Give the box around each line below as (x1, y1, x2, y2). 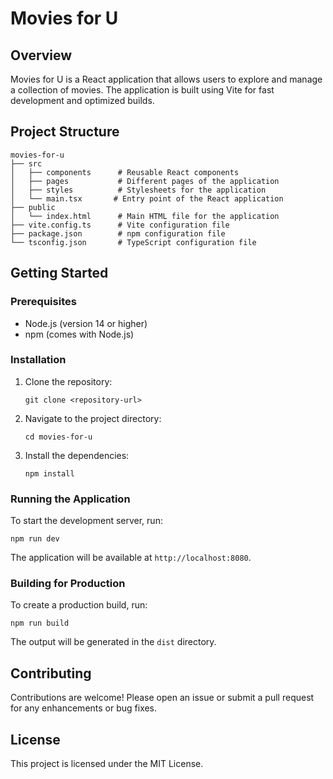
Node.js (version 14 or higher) (24, 317, 148, 329)
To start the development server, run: (10, 515, 163, 527)
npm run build (10, 618, 70, 629)
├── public (10, 202, 56, 212)
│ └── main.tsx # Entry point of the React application (10, 193, 284, 204)
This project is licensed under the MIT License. (10, 758, 204, 770)
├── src (10, 158, 43, 169)
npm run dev (10, 534, 60, 544)
